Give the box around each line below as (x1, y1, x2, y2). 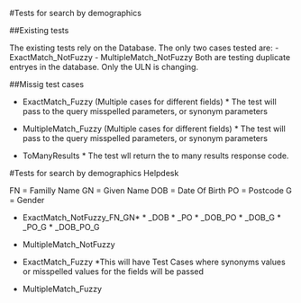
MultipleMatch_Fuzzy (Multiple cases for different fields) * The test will (22, 123, 286, 134)
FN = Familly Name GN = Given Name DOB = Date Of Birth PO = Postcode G (9, 185, 293, 196)
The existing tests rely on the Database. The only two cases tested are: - (9, 42, 279, 53)
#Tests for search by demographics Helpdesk (9, 168, 179, 178)
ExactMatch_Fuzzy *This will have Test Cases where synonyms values (22, 256, 286, 267)
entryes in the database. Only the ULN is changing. (9, 62, 199, 72)
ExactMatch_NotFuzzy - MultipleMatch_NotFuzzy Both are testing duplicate (9, 52, 291, 62)
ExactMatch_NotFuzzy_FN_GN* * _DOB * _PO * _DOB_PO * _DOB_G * (22, 212, 281, 223)
